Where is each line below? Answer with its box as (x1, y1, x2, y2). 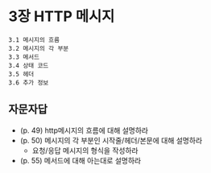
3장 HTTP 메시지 (8, 7, 115, 26)
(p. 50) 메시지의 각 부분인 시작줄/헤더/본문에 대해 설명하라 (19, 135, 203, 145)
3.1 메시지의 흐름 (8, 35, 60, 44)
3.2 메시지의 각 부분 (8, 44, 69, 52)
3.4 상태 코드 (8, 61, 49, 69)
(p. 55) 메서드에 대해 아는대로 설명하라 (19, 155, 142, 165)
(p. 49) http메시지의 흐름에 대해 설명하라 (19, 126, 149, 135)
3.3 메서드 (8, 53, 40, 61)
